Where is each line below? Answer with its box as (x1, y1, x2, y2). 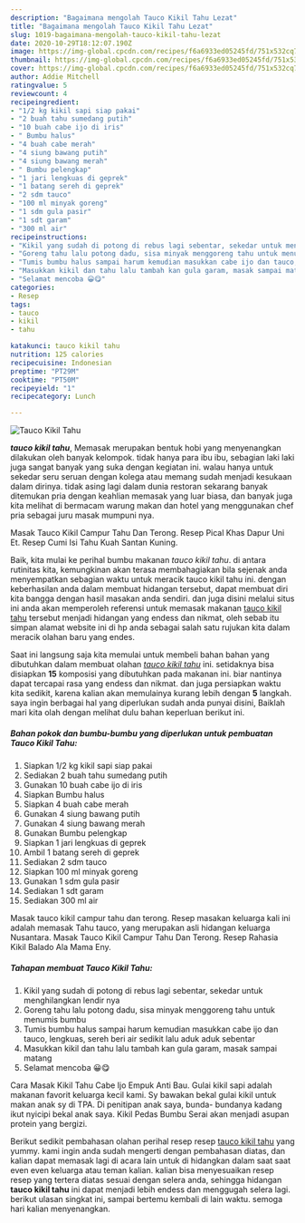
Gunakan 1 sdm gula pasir (23, 876, 120, 887)
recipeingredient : (10, 97, 80, 107)
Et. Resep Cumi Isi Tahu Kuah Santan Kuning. (10, 537, 178, 548)
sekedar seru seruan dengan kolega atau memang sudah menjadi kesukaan (10, 471, 292, 482)
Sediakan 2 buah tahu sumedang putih (23, 770, 168, 781)
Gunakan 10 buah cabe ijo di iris (23, 780, 143, 791)
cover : (10, 64, 35, 73)
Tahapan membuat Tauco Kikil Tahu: (10, 962, 153, 973)
